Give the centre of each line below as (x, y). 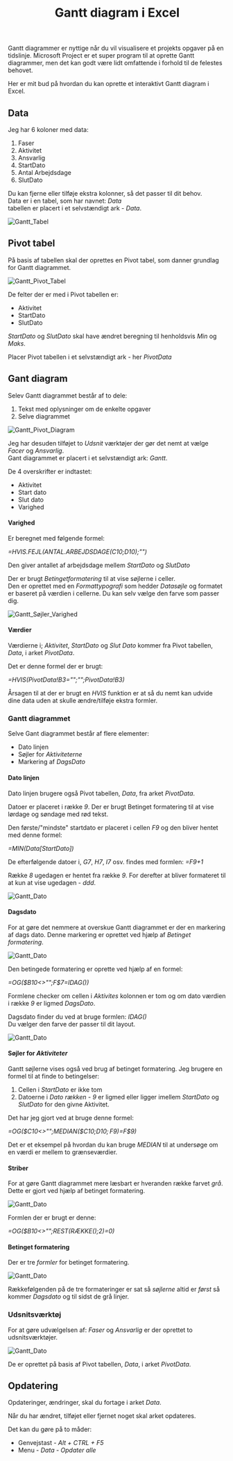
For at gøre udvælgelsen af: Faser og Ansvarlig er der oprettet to (100, 1330)
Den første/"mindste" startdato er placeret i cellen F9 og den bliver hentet (113, 827)
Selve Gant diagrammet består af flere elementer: (79, 734)
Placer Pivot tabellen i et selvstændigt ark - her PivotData (90, 357)
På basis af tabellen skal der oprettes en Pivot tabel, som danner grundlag (113, 260)
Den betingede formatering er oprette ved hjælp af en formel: (95, 969)
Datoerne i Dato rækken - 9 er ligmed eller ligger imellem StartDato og (118, 1097)
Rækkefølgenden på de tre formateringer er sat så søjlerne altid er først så (114, 1290)
